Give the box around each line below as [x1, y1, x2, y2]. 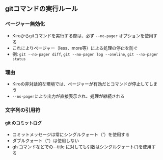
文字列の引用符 [5, 107, 41, 113]
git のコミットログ [5, 120, 42, 126]
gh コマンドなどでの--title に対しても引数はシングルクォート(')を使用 [12, 144, 152, 150]
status [12, 56, 26, 61]
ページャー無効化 [5, 21, 45, 27]
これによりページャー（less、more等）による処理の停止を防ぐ [12, 45, 138, 51]
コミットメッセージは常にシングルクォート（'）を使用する [12, 132, 130, 137]
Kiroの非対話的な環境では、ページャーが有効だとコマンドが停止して [12, 80, 149, 87]
